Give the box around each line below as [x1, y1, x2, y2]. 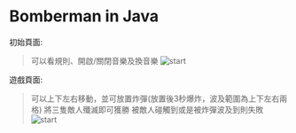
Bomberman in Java [9, 6, 160, 27]
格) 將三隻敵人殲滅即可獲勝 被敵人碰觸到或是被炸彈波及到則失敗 [30, 104, 264, 114]
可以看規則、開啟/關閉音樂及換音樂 [30, 55, 159, 66]
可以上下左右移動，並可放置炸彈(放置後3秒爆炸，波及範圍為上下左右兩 [30, 93, 288, 104]
